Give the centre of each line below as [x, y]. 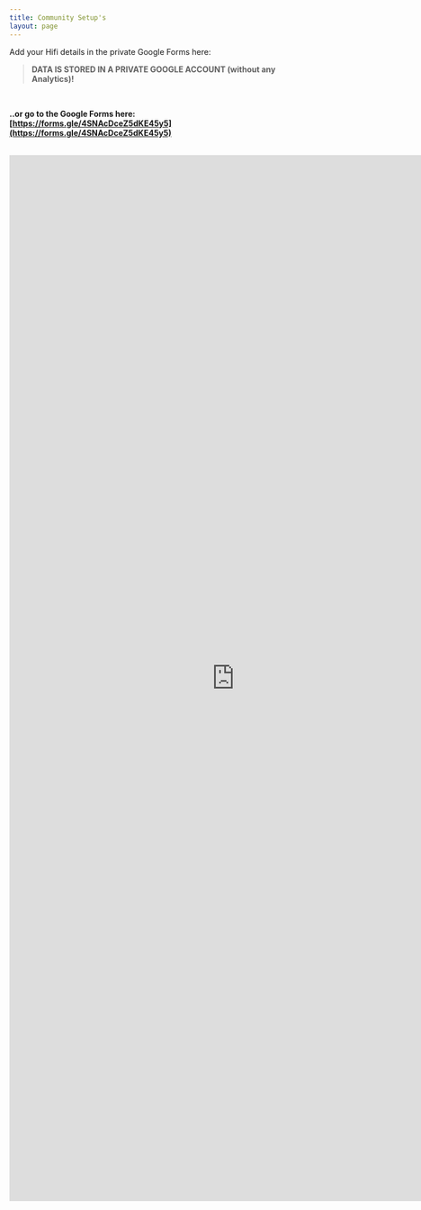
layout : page [34, 26]
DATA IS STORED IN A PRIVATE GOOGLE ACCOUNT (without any [153, 69]
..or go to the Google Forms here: [72, 113]
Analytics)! [53, 78]
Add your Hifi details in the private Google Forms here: [110, 51]
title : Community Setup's [58, 18]
